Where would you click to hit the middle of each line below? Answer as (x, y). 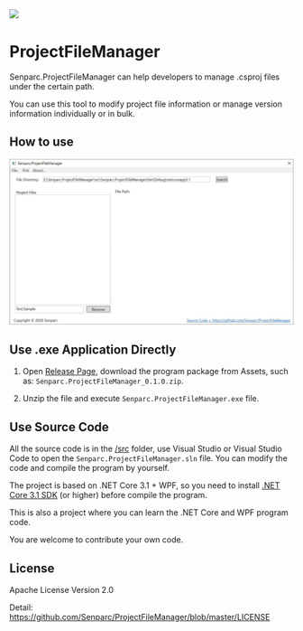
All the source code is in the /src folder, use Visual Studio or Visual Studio (146, 449)
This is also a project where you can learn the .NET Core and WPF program (149, 513)
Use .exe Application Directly (93, 349)
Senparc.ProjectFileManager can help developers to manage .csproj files (145, 77)
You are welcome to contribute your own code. (96, 540)
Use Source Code (60, 427)
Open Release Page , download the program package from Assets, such (155, 372)
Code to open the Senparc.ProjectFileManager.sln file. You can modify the (149, 458)
